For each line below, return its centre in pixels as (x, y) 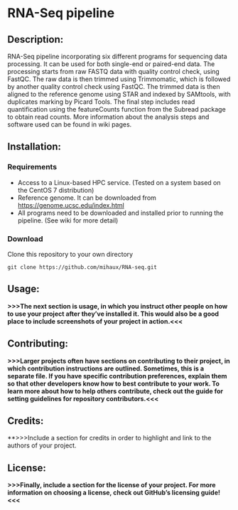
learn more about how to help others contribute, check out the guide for (115, 391)
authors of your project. (42, 445)
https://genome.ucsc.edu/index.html (71, 205)
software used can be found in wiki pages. (70, 124)
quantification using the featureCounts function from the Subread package (117, 109)
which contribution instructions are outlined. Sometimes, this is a (106, 368)
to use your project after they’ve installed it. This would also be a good (113, 314)
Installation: (34, 147)
